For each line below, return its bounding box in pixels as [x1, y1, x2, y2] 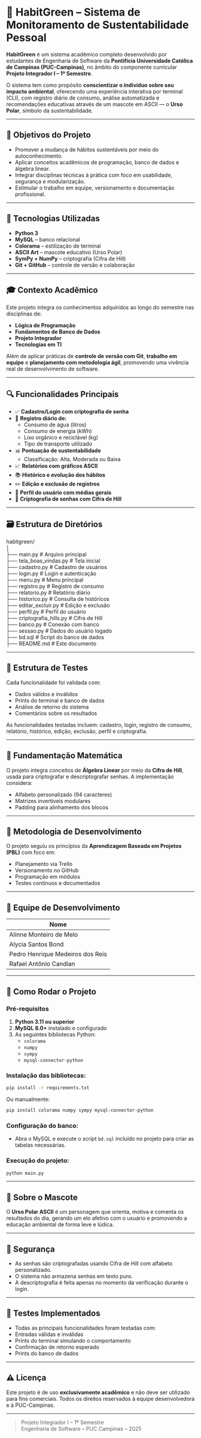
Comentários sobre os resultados [14, 709, 98, 717]
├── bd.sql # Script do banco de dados [6, 634, 105, 640]
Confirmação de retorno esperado [14, 1343, 100, 1350]
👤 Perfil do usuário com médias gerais [14, 489, 112, 497]
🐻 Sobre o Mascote [6, 1192, 78, 1202]
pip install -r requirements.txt [6, 1085, 90, 1091]
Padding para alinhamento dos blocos [14, 804, 109, 811]
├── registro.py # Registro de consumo [6, 583, 105, 589]
